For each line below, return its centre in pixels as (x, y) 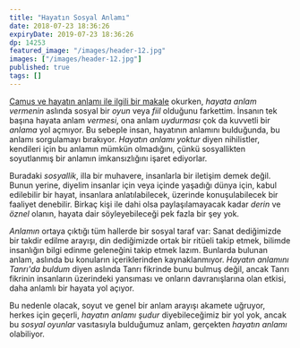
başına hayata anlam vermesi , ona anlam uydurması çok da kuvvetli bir (140, 120)
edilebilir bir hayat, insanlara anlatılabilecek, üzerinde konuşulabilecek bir (144, 194)
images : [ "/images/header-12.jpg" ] (76, 59)
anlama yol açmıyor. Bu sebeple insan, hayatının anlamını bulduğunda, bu (145, 130)
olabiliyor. (27, 334)
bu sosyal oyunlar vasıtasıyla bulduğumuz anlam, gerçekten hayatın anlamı (148, 324)
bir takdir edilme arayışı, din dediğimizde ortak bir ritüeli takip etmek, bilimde (150, 240)
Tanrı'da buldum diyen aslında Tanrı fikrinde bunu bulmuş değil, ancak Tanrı (149, 268)
